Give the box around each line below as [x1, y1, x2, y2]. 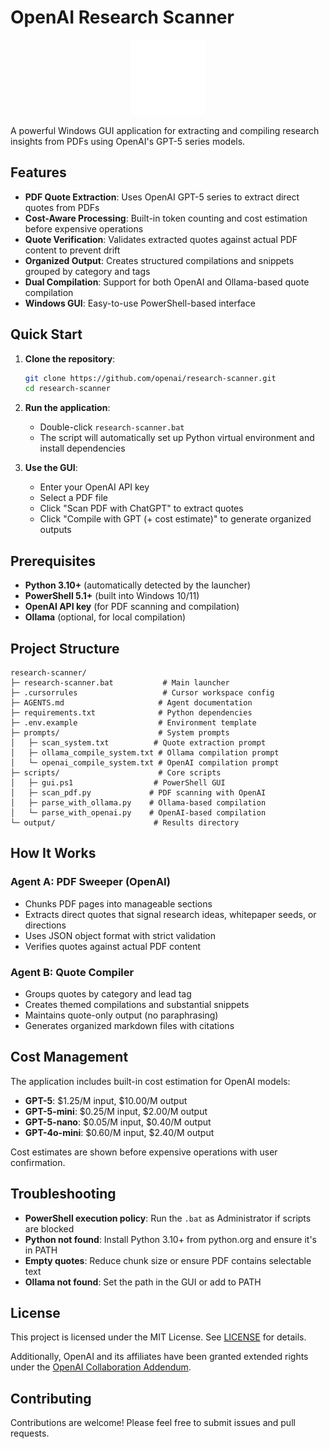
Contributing [10, 1390, 92, 1407]
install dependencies [39, 442, 126, 455]
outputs [39, 524, 72, 536]
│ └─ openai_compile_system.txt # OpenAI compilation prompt [10, 757, 280, 768]
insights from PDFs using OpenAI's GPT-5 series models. [10, 135, 246, 147]
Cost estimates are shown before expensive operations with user [10, 1146, 278, 1158]
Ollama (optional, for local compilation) [24, 611, 187, 623]
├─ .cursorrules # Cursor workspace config [10, 687, 275, 698]
